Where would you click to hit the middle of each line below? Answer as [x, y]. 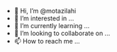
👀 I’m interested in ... [44, 18]
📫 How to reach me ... [47, 41]
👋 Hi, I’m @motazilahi [45, 11]
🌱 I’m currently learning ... [52, 26]
